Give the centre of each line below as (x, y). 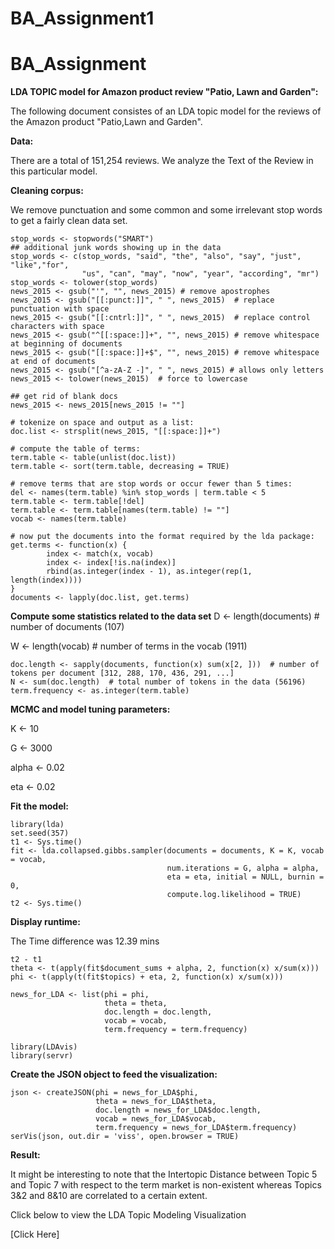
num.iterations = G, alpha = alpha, (243, 868)
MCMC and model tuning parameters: (90, 709)
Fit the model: (39, 806)
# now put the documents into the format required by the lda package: (162, 537)
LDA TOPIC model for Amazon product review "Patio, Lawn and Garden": (164, 92)
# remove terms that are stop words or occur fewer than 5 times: (151, 484)
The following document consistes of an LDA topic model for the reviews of (166, 111)
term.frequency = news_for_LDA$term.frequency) (196, 1128)
